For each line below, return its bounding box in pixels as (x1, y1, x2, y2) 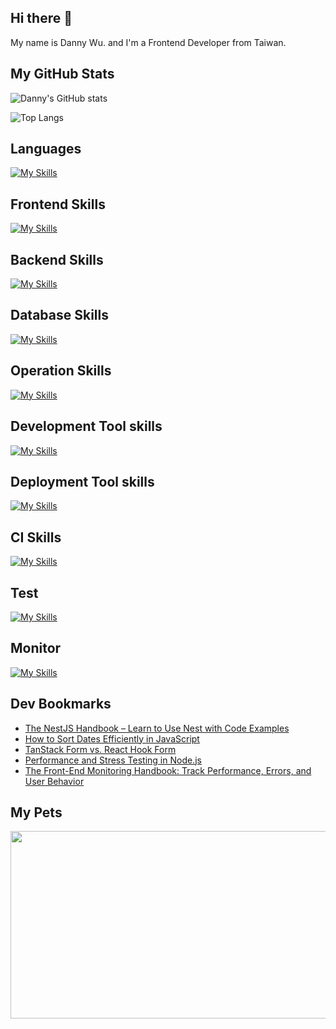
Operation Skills (10, 362, 112, 380)
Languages (10, 141, 82, 158)
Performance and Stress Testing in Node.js (24, 754, 202, 766)
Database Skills (10, 307, 109, 324)
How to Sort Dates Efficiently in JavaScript (24, 732, 200, 745)
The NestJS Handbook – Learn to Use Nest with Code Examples (24, 722, 290, 734)
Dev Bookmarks (10, 696, 112, 713)
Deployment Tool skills (10, 473, 155, 490)
